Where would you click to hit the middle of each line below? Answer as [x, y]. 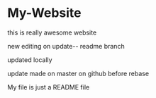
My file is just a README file [49, 87]
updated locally [30, 60]
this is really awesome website [52, 32]
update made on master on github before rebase [78, 73]
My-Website [44, 13]
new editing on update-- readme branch [66, 46]
